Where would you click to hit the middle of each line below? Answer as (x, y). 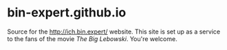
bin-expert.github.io (67, 13)
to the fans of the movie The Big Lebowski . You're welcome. (92, 38)
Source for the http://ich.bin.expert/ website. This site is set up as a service (114, 32)
